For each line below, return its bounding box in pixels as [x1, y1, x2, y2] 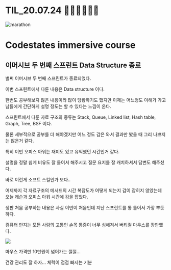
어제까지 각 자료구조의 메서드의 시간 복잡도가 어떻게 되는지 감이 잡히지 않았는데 [5, 187, 162, 193]
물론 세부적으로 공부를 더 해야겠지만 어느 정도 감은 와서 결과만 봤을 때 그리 [5, 131, 152, 137]
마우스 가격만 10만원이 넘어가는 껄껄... [5, 248, 81, 254]
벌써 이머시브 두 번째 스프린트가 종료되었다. [5, 75, 91, 81]
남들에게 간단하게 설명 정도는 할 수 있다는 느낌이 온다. [5, 103, 111, 109]
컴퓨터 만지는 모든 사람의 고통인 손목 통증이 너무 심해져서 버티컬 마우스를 [5, 222, 150, 228]
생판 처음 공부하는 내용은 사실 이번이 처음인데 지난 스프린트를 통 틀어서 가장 [5, 204, 155, 210]
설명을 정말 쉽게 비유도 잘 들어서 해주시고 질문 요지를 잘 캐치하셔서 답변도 [5, 159, 151, 165]
